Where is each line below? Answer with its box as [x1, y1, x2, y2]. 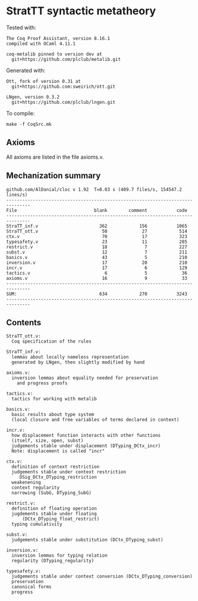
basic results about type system [11, 412, 95, 418]
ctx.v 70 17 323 [6, 233, 187, 239]
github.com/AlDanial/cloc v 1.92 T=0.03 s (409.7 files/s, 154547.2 [6, 186, 183, 192]
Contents [6, 318, 42, 328]
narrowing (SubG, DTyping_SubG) [11, 490, 92, 496]
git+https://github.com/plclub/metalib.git [11, 56, 121, 62]
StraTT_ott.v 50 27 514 [6, 228, 187, 234]
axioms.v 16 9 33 [6, 275, 187, 281]
